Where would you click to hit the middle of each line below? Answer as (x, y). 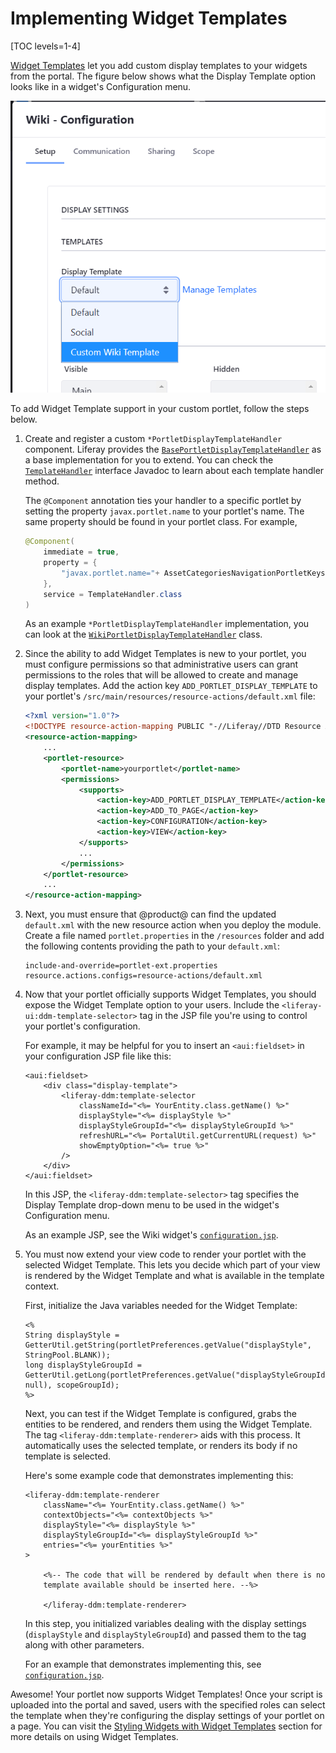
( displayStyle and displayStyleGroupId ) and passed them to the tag (165, 1634)
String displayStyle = (72, 1335)
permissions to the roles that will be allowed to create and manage (161, 675)
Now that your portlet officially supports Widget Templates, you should (170, 994)
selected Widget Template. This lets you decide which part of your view (172, 1265)
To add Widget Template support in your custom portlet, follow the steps (160, 409)
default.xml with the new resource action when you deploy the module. (173, 925)
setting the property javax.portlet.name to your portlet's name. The (164, 511)
